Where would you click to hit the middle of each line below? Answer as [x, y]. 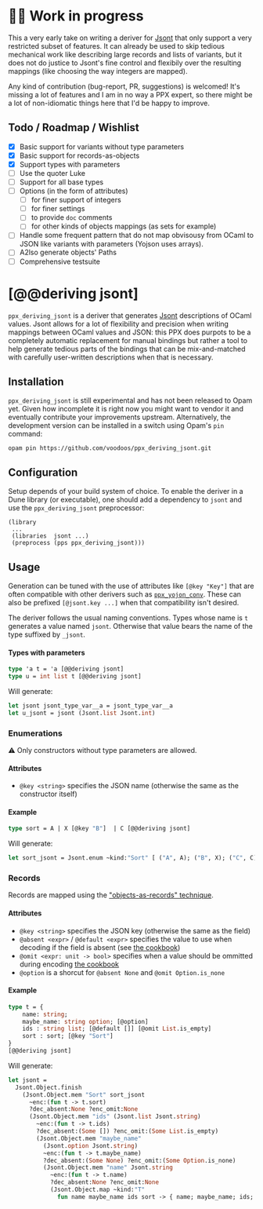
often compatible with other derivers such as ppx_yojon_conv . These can [124, 594]
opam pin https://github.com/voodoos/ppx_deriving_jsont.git [110, 448]
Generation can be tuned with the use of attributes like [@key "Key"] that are [131, 586]
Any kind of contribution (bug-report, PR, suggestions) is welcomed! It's [124, 86]
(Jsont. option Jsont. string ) [90, 1145]
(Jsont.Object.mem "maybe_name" [89, 1138]
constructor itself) [49, 794]
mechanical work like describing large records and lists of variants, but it [125, 54]
